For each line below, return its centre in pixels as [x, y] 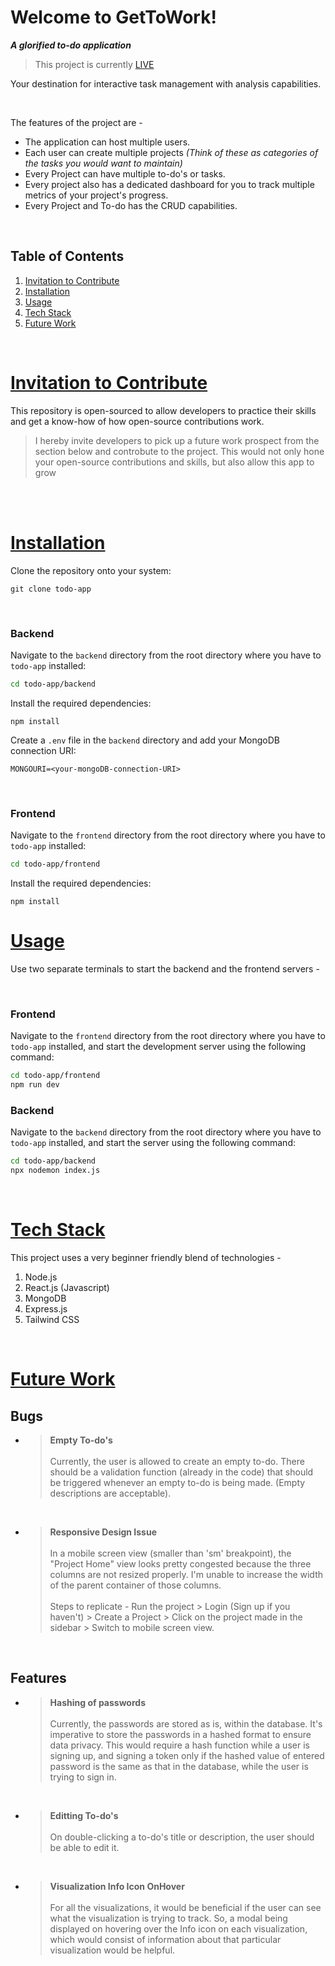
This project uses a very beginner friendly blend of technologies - [146, 1257]
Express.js [46, 1308]
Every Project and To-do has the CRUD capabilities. [131, 205]
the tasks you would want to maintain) [103, 163]
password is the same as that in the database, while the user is [179, 1766]
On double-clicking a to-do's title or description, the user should [182, 1837]
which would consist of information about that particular [165, 1939]
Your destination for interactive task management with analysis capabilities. [166, 83]
